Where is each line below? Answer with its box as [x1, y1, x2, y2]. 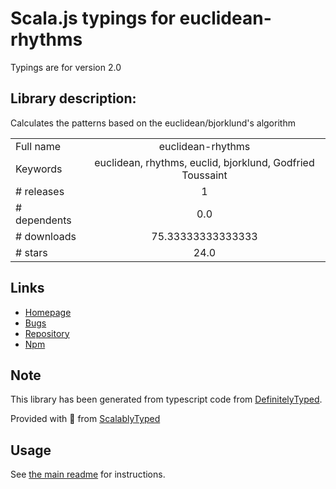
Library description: [10, 90, 137, 107]
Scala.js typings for [10, 7, 176, 30]
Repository [24, 327, 70, 339]
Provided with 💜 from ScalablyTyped [10, 413, 161, 425]
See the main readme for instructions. [10, 468, 166, 481]
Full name [15, 139, 62, 153]
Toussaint [181, 168, 228, 182]
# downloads [15, 229, 77, 243]
